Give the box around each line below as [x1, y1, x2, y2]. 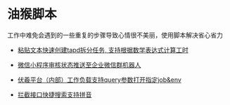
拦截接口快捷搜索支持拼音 [17, 90, 92, 99]
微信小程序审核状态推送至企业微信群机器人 [17, 60, 141, 69]
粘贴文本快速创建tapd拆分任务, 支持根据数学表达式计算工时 [17, 45, 189, 54]
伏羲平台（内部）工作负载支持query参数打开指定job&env [17, 75, 181, 84]
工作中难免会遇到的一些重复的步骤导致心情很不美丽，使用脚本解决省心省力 [7, 31, 223, 39]
